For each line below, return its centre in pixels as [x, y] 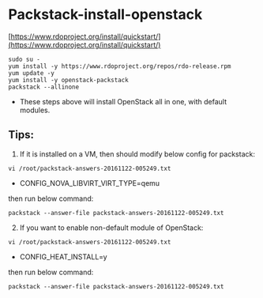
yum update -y [32, 73]
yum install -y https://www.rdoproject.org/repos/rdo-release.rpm [120, 66]
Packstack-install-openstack [105, 15]
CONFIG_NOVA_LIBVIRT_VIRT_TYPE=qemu [90, 183]
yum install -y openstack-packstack [68, 80]
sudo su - [24, 59]
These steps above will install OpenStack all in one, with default [123, 101]
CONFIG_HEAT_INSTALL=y [64, 257]
